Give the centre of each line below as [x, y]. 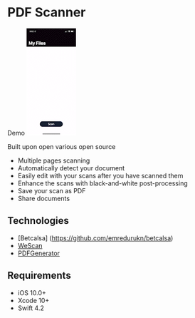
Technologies [38, 221]
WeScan [30, 245]
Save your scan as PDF [52, 190]
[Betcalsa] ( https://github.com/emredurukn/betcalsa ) [95, 238]
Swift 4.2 [31, 308]
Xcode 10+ [33, 300]
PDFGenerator [39, 253]
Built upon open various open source [62, 146]
